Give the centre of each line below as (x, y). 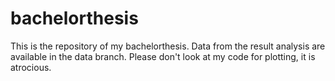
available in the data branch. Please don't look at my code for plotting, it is (163, 56)
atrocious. (31, 67)
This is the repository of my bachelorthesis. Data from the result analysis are (168, 46)
